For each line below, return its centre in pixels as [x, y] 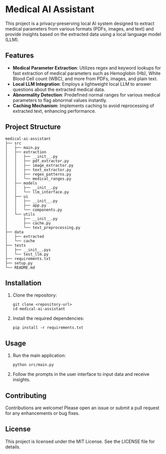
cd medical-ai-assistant [39, 309]
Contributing [26, 395]
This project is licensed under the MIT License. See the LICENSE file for [80, 441]
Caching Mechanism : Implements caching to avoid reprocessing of [83, 106]
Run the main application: [39, 355]
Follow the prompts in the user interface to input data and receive [81, 374]
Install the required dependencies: [48, 318]
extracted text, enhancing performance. [54, 111]
